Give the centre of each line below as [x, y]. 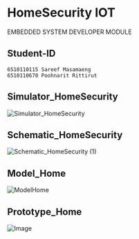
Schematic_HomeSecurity [65, 135]
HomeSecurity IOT [61, 13]
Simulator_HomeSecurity [63, 97]
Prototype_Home [45, 212]
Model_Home [37, 173]
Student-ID [31, 54]
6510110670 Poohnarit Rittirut [52, 75]
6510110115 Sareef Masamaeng [49, 69]
